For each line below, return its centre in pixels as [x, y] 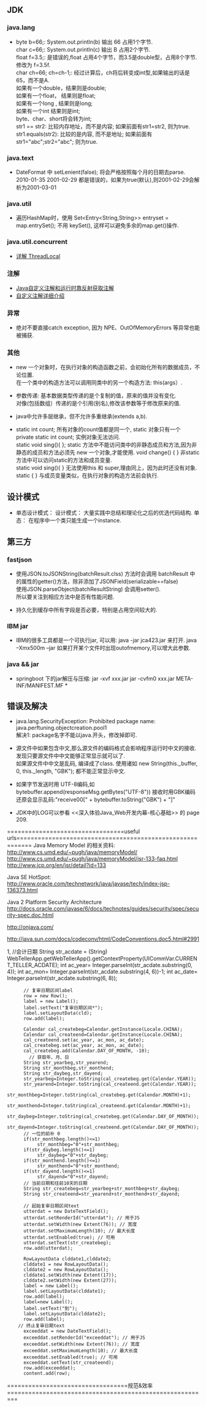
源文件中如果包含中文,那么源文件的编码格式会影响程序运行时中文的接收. [106, 748]
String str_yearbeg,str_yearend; [66, 1063]
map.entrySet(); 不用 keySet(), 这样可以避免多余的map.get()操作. [97, 225]
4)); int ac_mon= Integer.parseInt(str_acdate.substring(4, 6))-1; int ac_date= [102, 972]
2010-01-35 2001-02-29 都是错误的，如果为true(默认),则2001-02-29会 [105, 179]
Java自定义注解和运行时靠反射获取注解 [65, 288]
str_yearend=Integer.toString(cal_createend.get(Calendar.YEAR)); [110, 1084]
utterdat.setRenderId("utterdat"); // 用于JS [81, 1218]
